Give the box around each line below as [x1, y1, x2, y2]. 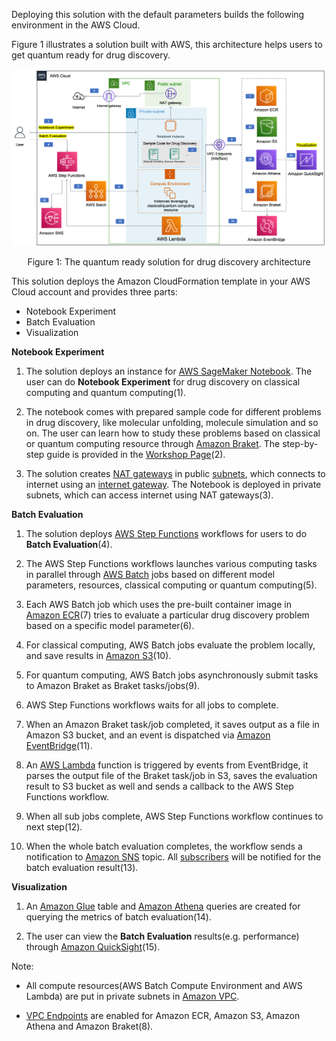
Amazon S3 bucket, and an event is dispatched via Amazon [25, 729, 271, 741]
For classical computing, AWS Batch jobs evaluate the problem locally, [25, 639, 316, 651]
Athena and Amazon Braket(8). [25, 1020, 154, 1032]
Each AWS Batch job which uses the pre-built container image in [25, 599, 292, 610]
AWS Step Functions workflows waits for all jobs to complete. [25, 699, 279, 711]
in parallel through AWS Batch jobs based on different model [25, 569, 276, 580]
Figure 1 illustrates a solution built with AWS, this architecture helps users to [11, 39, 323, 50]
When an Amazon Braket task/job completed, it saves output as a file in [25, 719, 320, 730]
